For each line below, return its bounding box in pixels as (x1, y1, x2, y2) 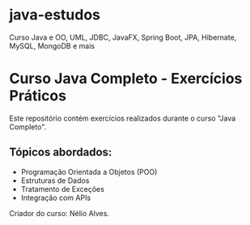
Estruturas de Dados (20, 176, 90, 185)
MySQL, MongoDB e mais (9, 40, 95, 50)
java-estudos (9, 6, 100, 24)
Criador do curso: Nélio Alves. (9, 208, 110, 218)
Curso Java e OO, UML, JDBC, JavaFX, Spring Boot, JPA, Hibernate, (9, 32, 237, 42)
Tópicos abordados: (9, 146, 112, 159)
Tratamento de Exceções (20, 184, 104, 193)
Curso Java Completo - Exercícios (9, 70, 243, 88)
